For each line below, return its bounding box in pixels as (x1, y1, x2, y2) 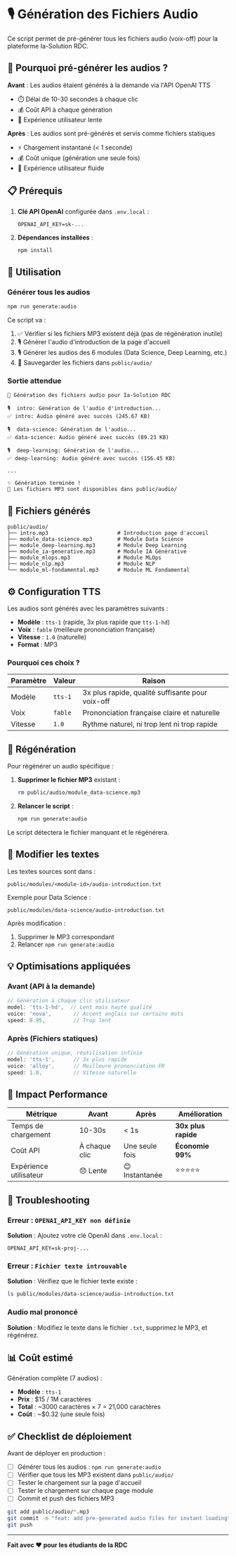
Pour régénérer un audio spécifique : (7, 762, 114, 771)
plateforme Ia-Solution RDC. (7, 41, 89, 50)
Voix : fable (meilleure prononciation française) (17, 625, 156, 634)
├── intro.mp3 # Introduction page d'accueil (7, 530, 209, 537)
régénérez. (7, 1331, 39, 1339)
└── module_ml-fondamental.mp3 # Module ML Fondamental (7, 567, 190, 574)
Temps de (11, 1121, 44, 1131)
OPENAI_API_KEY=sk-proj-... (7, 1245, 90, 1252)
